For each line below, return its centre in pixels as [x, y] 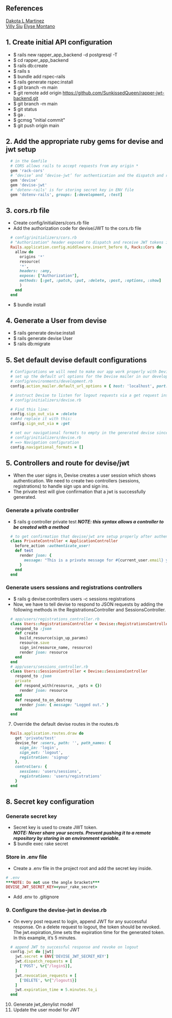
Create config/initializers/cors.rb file [51, 223]
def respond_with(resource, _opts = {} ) [58, 686]
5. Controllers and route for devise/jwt [68, 463]
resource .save [34, 643]
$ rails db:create [30, 66]
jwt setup [21, 150]
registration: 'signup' [45, 757]
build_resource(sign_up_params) [54, 638]
